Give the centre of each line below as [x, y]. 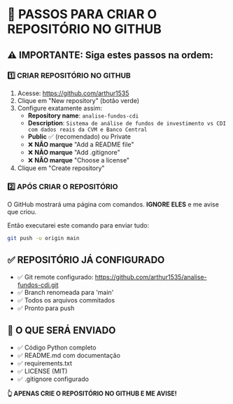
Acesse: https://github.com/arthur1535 [73, 93]
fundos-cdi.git [38, 285]
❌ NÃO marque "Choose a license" [79, 160]
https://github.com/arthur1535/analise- [151, 277]
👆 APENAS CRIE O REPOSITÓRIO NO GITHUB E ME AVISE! [92, 393]
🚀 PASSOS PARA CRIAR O [82, 14]
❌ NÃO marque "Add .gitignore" [74, 152]
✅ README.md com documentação [69, 355]
